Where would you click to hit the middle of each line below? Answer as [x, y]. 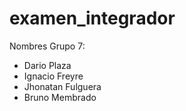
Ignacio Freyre [53, 76]
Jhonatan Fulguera [62, 86]
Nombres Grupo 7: [47, 46]
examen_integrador [92, 18]
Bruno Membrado [60, 97]
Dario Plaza [47, 65]
